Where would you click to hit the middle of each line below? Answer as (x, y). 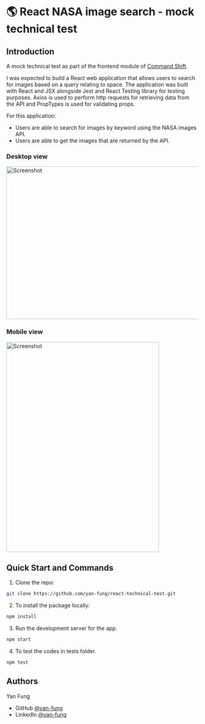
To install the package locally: (52, 605)
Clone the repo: (35, 583)
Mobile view (25, 332)
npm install (21, 617)
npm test (17, 663)
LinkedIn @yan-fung (41, 714)
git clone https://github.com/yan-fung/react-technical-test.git (91, 594)
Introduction (31, 52)
